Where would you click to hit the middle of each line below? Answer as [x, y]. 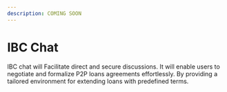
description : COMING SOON [44, 13]
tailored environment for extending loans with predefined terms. [98, 81]
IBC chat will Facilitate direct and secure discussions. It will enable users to [114, 67]
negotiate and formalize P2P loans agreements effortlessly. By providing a [112, 73]
